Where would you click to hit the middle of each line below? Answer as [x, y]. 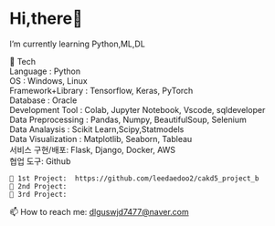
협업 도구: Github [40, 161]
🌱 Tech [23, 61]
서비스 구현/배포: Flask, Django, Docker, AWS [93, 149]
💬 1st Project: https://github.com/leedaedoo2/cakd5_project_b [134, 178]
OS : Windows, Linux [49, 80]
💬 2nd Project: [38, 186]
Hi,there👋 [47, 19]
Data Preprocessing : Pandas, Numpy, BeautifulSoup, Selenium [128, 119]
